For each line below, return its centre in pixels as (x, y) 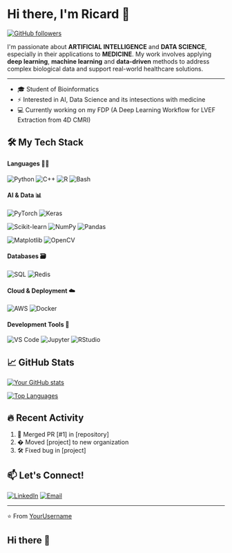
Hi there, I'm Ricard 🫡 (68, 14)
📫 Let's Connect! (46, 476)
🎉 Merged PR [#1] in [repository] (63, 434)
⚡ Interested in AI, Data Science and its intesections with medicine (111, 99)
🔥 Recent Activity (46, 418)
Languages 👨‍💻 (28, 163)
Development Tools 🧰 (38, 324)
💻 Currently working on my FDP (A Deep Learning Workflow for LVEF (116, 109)
